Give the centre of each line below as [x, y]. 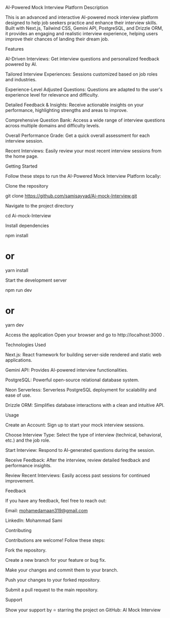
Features [15, 49]
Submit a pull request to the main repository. [52, 589]
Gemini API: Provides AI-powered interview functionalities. [67, 370]
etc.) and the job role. [28, 440]
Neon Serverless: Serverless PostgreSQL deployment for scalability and [81, 390]
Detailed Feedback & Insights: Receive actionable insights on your [75, 105]
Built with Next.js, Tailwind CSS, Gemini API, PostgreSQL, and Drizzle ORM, [84, 28]
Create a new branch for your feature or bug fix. [56, 560]
